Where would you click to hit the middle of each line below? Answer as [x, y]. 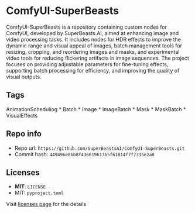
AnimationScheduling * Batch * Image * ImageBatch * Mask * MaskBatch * [96, 109]
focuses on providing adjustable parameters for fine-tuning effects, [87, 64]
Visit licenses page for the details [46, 204]
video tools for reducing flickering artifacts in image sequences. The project [97, 58]
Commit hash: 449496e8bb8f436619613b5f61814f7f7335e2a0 [84, 154]
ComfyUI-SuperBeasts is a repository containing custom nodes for [87, 27]
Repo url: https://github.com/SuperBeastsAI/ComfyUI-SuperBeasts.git [100, 148]
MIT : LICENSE [30, 187]
